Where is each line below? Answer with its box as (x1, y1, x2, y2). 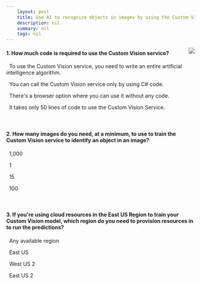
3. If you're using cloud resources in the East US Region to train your (6, 211, 179, 218)
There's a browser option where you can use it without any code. (8, 92, 170, 99)
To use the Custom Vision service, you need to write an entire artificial (8, 63, 182, 70)
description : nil (17, 20, 60, 26)
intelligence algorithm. (6, 69, 61, 77)
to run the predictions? (6, 224, 65, 231)
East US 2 (8, 271, 33, 279)
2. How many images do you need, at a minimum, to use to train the (6, 130, 176, 138)
